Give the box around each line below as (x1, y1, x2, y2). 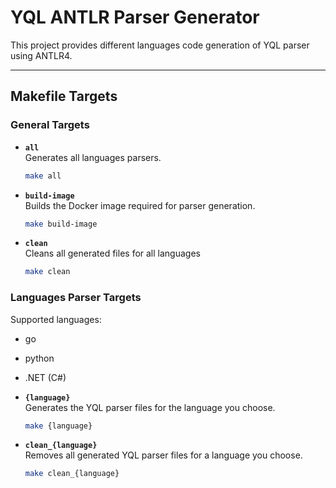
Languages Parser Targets (10, 291, 142, 305)
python (24, 352, 55, 364)
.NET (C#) (24, 371, 67, 383)
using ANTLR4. (10, 49, 73, 61)
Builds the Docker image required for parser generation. (24, 199, 256, 211)
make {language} (24, 421, 93, 431)
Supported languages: (10, 313, 102, 325)
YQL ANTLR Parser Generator (10, 6, 260, 29)
